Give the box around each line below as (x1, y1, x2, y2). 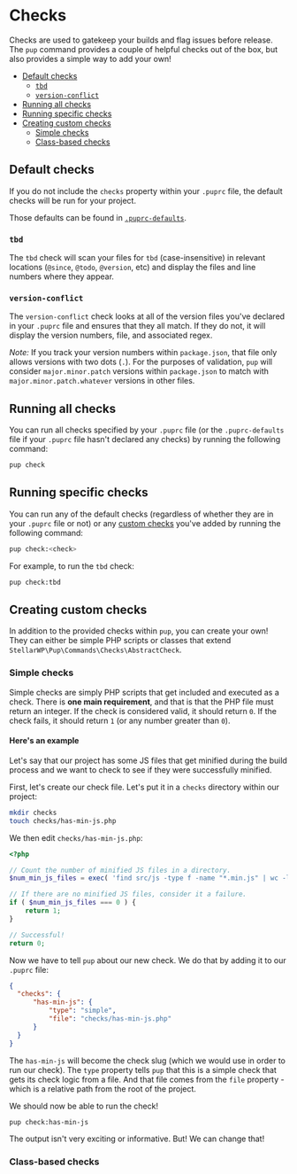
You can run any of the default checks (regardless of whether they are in (9, 509, 274, 519)
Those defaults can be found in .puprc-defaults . (9, 212, 187, 222)
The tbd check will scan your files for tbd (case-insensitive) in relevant (9, 253, 266, 263)
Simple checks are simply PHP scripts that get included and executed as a (9, 687, 280, 697)
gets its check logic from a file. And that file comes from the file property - (9, 1074, 285, 1085)
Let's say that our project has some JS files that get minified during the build (9, 755, 287, 766)
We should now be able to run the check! (9, 1100, 159, 1111)
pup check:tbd (9, 578, 62, 587)
